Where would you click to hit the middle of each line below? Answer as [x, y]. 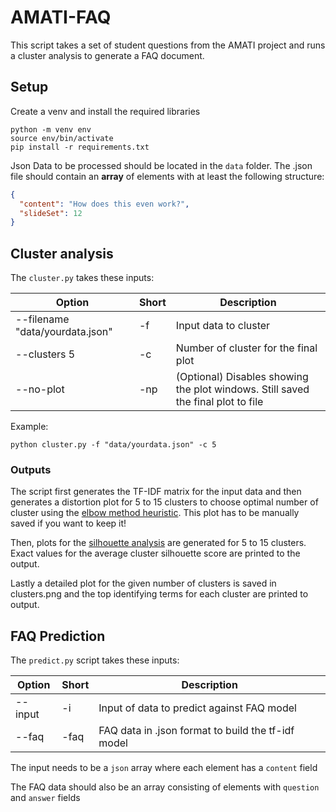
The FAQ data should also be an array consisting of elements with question [165, 787]
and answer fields [45, 798]
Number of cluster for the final [246, 348]
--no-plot [40, 389]
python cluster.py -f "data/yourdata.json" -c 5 [113, 445]
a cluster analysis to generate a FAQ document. [107, 55]
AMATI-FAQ [61, 17]
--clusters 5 [45, 354]
